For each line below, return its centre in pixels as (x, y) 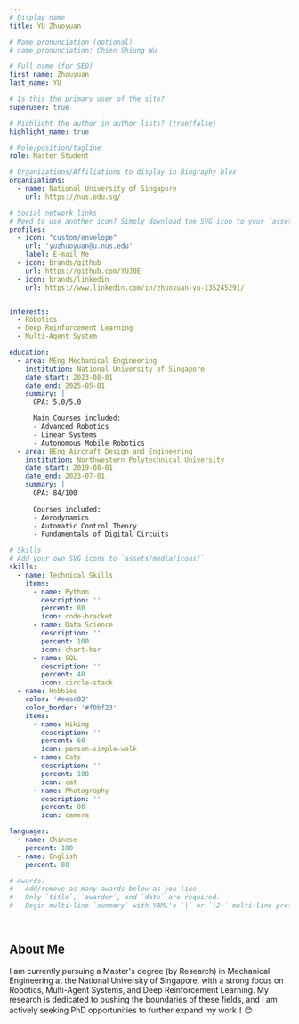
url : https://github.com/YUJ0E (83, 271)
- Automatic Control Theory (85, 526)
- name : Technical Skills (65, 575)
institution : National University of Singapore (115, 369)
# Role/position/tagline (55, 148)
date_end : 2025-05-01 (65, 385)
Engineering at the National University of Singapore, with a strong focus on (146, 980)
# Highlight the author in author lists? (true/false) (113, 123)
